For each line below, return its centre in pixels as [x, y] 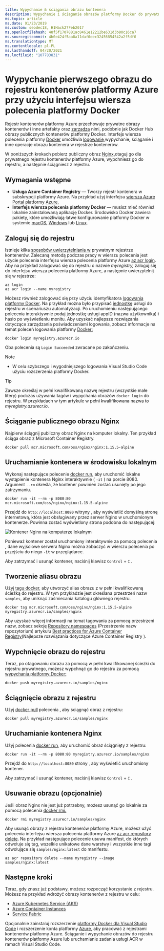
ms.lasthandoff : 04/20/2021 [34, 50]
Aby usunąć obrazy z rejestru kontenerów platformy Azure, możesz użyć [78, 828]
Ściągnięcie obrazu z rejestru [51, 698]
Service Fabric [27, 914]
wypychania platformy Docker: [36, 674]
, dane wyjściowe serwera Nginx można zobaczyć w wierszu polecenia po [80, 546]
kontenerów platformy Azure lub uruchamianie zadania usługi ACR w [74, 939]
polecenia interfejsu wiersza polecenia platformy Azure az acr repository [78, 833]
